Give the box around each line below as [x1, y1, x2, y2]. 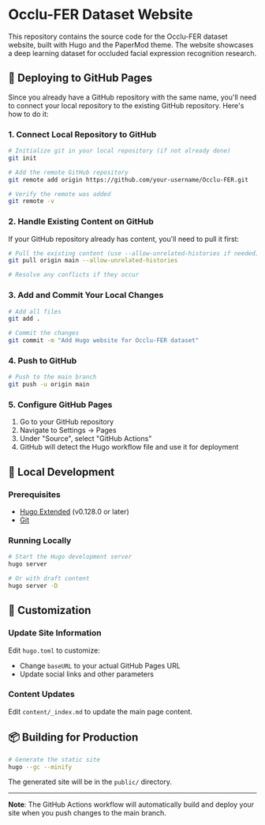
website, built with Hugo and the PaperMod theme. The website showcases [8, 40, 254, 49]
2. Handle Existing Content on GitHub [8, 216, 154, 227]
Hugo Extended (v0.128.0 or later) [19, 507, 129, 517]
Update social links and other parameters [19, 669, 154, 679]
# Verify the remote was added [8, 190, 111, 198]
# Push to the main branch [8, 373, 97, 381]
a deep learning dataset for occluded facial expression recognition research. [8, 48, 257, 58]
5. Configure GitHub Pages [8, 399, 113, 410]
